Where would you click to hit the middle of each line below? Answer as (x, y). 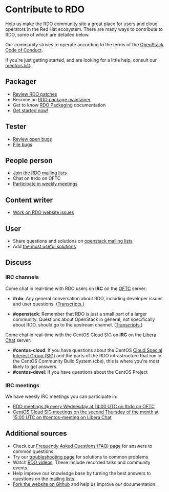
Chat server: (18, 340)
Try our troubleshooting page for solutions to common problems (80, 457)
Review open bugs (32, 139)
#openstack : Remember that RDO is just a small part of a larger (80, 314)
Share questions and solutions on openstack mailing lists (73, 241)
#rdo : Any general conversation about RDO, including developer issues (88, 298)
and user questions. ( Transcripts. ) (48, 304)
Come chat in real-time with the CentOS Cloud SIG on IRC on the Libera (81, 335)
